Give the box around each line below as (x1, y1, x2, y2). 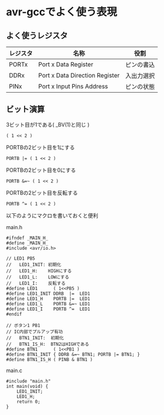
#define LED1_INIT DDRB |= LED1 (6, 291, 91, 297)
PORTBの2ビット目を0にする (6, 166, 76, 174)
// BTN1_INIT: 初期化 (6, 335, 64, 341)
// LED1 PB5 (6, 256, 35, 261)
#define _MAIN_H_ (6, 240, 49, 246)
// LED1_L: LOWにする (6, 274, 69, 280)
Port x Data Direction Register (38, 72, 120, 79)
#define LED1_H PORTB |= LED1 (6, 295, 91, 302)
